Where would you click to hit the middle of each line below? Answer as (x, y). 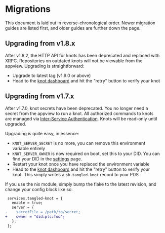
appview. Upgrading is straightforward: (45, 66)
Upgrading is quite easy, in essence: (42, 133)
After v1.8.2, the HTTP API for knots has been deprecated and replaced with (82, 55)
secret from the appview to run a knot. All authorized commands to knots (80, 113)
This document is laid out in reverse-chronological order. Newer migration (80, 23)
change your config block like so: (39, 189)
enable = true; (27, 203)
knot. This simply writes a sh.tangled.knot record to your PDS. (76, 174)
